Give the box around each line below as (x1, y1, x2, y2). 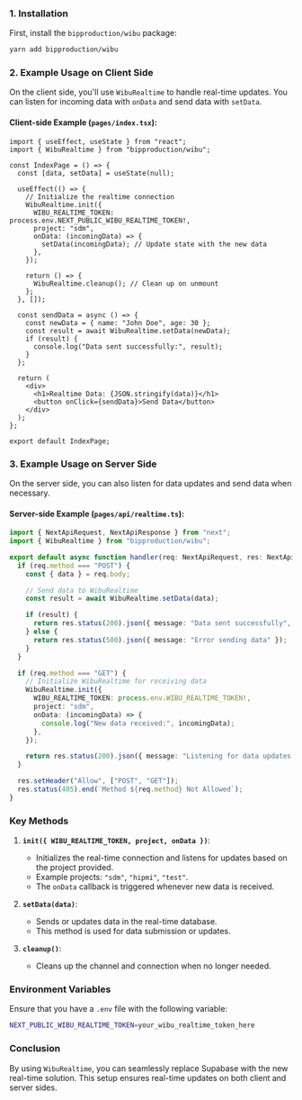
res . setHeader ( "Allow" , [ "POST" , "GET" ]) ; (17, 777, 179, 786)
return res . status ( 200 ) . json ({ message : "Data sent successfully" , (32, 619, 292, 628)
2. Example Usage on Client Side (9, 67, 154, 79)
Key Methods (9, 814, 69, 827)
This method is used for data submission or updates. (35, 926, 231, 937)
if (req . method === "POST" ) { (17, 561, 130, 570)
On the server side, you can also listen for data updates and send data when (9, 477, 292, 488)
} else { (25, 627, 58, 637)
